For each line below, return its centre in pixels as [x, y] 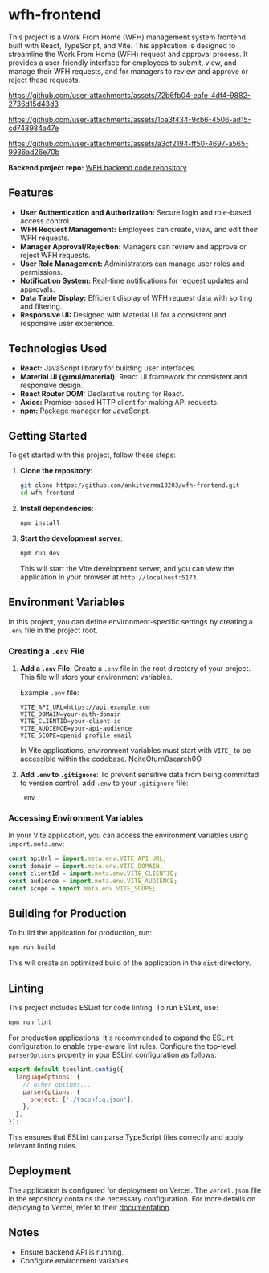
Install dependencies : [57, 509]
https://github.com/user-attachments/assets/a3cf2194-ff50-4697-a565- [128, 143]
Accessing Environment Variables [76, 817]
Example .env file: [49, 692]
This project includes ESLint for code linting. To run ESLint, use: [113, 1008]
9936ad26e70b [34, 152]
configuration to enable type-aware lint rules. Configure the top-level [122, 1046]
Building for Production [67, 914]
